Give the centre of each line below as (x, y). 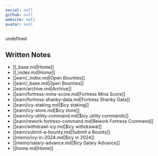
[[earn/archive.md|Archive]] (42, 89)
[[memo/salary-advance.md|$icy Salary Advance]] (66, 143)
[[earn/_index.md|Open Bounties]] (49, 78)
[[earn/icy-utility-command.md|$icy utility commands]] (71, 116)
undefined (16, 39)
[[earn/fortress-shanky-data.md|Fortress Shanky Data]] (71, 99)
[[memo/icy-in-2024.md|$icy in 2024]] (53, 138)
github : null (19, 15)
